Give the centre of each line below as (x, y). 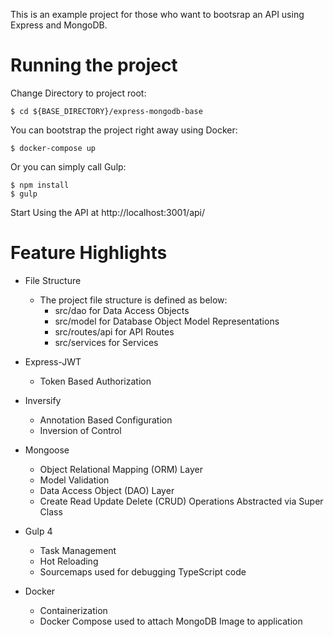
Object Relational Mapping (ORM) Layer (121, 469)
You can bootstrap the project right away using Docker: (124, 130)
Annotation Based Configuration (106, 420)
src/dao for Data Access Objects (122, 310)
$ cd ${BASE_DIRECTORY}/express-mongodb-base (106, 111)
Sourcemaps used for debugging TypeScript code (143, 571)
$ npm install (40, 185)
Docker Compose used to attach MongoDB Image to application (171, 621)
